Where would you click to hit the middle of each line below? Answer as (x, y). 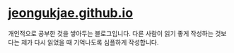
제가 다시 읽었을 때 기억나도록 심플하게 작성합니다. (90, 42)
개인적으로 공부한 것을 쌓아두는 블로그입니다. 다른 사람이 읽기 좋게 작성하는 (111, 33)
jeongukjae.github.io (71, 13)
